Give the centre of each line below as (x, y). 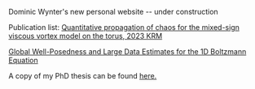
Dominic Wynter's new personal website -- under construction (113, 12)
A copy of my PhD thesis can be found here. (83, 76)
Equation (23, 60)
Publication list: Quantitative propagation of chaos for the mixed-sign (124, 27)
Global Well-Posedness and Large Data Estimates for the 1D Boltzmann (127, 51)
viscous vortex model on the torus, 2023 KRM (86, 36)
